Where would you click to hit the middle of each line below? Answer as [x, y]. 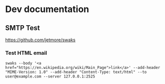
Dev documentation [47, 9]
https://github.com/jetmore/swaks [40, 40]
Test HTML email [26, 53]
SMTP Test [23, 28]
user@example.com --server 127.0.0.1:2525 [50, 76]
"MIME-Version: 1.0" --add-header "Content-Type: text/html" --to [76, 72]
